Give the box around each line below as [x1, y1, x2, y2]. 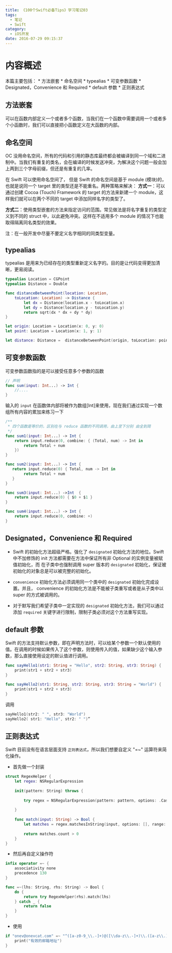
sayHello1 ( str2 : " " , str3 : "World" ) [5, 712, 86, 717]
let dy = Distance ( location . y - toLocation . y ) [24, 305, 125, 310]
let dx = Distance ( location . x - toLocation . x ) [24, 300, 125, 306]
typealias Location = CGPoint [5, 277, 70, 282]
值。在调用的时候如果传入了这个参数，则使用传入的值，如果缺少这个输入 [5, 646, 158, 653]
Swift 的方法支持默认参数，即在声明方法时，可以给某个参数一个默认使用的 [5, 640, 161, 646]
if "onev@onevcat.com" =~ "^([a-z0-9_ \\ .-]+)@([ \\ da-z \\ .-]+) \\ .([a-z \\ [5, 933, 164, 939]
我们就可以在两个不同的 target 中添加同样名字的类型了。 [9, 196, 128, 202]
